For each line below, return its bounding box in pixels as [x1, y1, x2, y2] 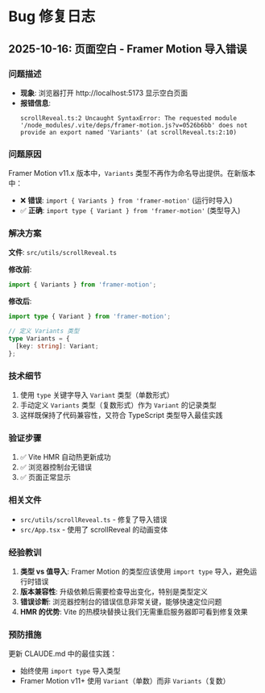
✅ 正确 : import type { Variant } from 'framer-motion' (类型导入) [19, 206, 241, 215]
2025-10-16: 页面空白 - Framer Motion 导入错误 [8, 42, 247, 56]
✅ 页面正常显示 [19, 473, 71, 482]
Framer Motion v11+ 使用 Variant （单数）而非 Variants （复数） [19, 676, 230, 686]
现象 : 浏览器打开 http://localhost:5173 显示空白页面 [19, 88, 188, 98]
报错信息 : [19, 98, 51, 107]
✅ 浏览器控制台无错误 [19, 462, 93, 472]
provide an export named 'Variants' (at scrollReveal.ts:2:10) [19, 128, 238, 136]
